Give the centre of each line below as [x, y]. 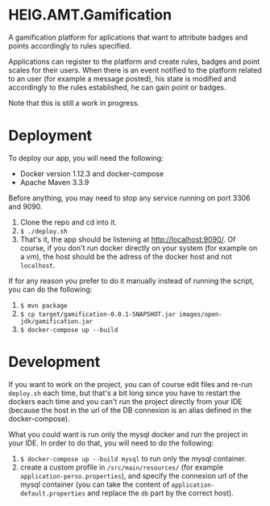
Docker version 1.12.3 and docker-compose [91, 173]
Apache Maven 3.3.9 [54, 182]
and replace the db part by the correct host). [160, 493]
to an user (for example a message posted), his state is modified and [122, 78]
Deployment [50, 136]
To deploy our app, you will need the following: [86, 158]
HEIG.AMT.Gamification [90, 15]
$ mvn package [44, 306]
